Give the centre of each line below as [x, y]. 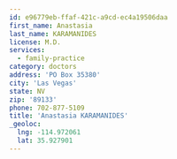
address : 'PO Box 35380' [55, 75]
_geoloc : [25, 125]
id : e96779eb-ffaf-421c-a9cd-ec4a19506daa [88, 17]
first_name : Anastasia [51, 26]
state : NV [27, 91]
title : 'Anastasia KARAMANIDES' [69, 116]
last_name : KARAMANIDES [53, 34]
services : [27, 50]
